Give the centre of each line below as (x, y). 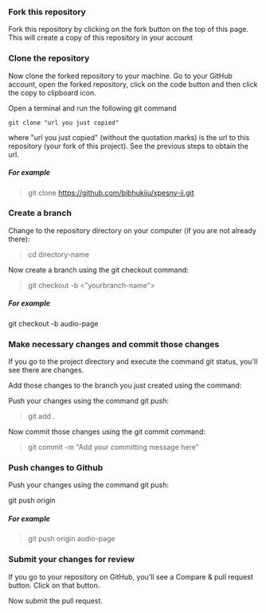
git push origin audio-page (71, 539)
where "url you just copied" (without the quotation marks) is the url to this (129, 137)
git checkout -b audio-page (53, 323)
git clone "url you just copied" (64, 123)
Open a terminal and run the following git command (92, 108)
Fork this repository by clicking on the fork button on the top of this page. (129, 29)
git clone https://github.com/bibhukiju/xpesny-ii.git (111, 193)
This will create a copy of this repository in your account (101, 37)
